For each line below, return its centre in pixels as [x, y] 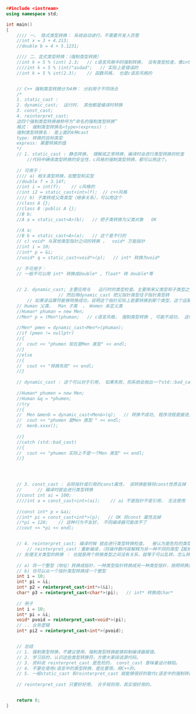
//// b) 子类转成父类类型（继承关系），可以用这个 [69, 198]
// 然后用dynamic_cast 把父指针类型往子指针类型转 [114, 295]
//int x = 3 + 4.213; [43, 41]
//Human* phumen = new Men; [50, 393]
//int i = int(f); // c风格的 [56, 187]
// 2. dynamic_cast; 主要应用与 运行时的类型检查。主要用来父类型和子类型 [101, 290]
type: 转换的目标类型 [40, 138]
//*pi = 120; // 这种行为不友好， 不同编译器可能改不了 [82, 522]
